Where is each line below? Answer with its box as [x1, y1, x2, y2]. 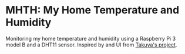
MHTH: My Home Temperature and [5, 3, 180, 17]
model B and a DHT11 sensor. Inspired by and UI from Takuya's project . [5, 41, 177, 48]
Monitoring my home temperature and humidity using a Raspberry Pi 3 [5, 35, 176, 42]
